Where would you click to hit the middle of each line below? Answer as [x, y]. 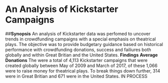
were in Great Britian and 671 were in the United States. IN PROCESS [76, 76]
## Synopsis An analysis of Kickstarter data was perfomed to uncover [78, 33]
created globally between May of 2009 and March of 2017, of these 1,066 [81, 65]
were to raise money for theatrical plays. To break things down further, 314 [83, 70]
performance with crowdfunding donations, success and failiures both [78, 49]
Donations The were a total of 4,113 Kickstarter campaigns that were [76, 60]
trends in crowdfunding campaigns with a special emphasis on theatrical [81, 39]
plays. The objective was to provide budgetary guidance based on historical [84, 44]
